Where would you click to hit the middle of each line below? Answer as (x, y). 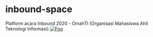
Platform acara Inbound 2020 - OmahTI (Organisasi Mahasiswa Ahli (76, 23)
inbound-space (39, 9)
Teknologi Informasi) (27, 28)
